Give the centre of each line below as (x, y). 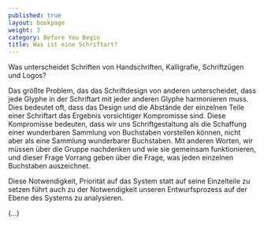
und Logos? (27, 76)
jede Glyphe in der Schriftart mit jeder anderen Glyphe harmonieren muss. (128, 99)
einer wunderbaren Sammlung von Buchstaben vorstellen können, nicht (125, 133)
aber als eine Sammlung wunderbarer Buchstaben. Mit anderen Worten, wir (131, 141)
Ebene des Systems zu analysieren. (66, 198)
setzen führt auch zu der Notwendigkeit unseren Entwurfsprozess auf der (128, 190)
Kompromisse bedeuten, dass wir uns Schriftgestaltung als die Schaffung (127, 124)
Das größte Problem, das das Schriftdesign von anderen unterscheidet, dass (132, 90)
